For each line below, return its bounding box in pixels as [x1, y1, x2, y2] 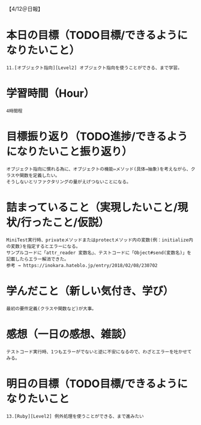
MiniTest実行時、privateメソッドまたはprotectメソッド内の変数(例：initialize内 [6, 237, 193, 243]
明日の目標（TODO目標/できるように [6, 377, 188, 390]
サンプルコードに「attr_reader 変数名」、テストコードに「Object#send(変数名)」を [6, 250, 192, 256]
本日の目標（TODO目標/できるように [6, 29, 188, 42]
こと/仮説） [52, 216, 109, 229]
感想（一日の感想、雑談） [6, 327, 133, 341]
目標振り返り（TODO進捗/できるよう [6, 130, 188, 143]
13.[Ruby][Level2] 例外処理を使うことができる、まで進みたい [6, 413, 144, 419]
